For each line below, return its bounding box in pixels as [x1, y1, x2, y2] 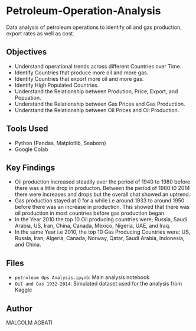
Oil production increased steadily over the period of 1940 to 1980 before [14, 178, 191, 185]
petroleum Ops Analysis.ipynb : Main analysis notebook [14, 274, 150, 281]
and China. [14, 241, 41, 248]
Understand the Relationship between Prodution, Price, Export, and [14, 87, 178, 95]
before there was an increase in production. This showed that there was [14, 204, 190, 211]
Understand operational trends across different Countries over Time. [14, 63, 182, 70]
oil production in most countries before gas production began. [14, 209, 166, 217]
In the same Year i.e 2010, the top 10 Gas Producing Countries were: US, [14, 228, 191, 235]
